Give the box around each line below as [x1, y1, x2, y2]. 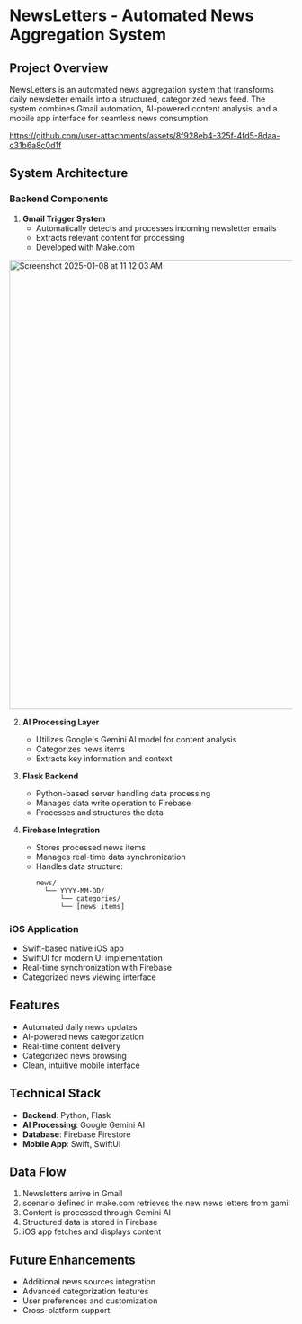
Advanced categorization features [22, 1286, 149, 1297]
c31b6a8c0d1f [9, 140, 62, 150]
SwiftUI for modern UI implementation [22, 952, 164, 963]
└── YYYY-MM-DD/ [43, 886, 105, 895]
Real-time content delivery [22, 1040, 121, 1052]
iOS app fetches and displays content [22, 1226, 162, 1237]
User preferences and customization [22, 1295, 158, 1306]
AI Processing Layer [22, 716, 100, 727]
